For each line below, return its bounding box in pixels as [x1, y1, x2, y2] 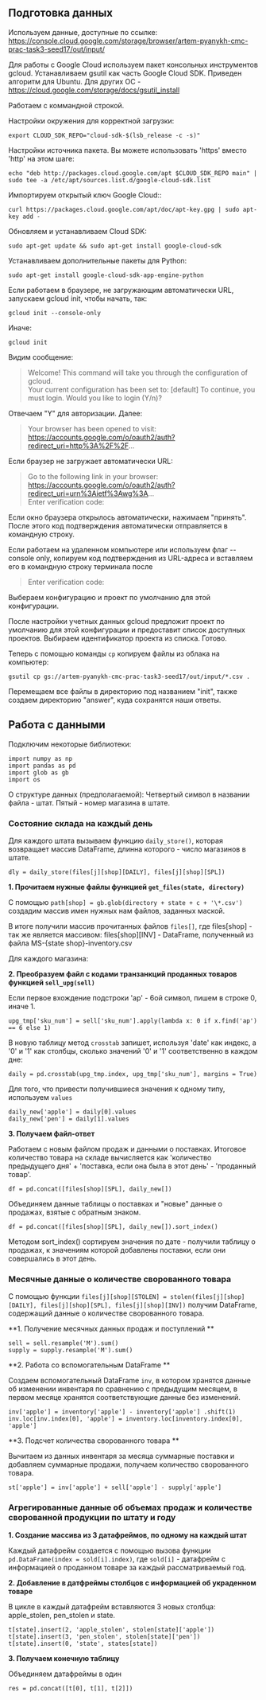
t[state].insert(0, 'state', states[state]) [8, 1640, 158, 1647]
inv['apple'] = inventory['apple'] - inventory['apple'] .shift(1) [8, 1408, 237, 1416]
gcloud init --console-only [8, 309, 102, 317]
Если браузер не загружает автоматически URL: [8, 456, 173, 466]
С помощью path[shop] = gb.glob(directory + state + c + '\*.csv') [8, 897, 243, 907]
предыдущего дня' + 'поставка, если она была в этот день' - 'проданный [8, 1161, 256, 1171]
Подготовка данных [8, 6, 114, 20]
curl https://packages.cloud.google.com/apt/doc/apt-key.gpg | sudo [8, 205, 240, 213]
